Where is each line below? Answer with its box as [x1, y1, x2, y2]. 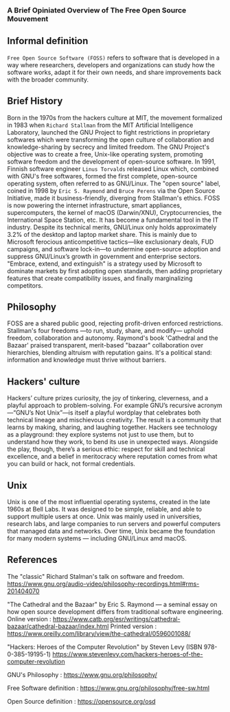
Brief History [7, 95, 63, 107]
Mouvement [7, 14, 49, 23]
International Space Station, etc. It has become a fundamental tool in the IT [7, 216, 219, 224]
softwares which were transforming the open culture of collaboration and [7, 135, 214, 143]
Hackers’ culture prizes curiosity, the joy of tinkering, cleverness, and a [7, 394, 209, 402]
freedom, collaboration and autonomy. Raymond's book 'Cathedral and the [7, 334, 218, 342]
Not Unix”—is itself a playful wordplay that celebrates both [35, 409, 201, 417]
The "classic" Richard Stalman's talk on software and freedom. [7, 572, 185, 580]
